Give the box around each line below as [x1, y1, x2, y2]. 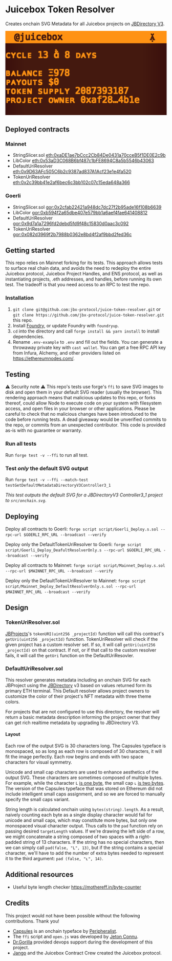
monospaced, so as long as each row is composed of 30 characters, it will [5, 748, 162, 754]
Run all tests [5, 440, 37, 448]
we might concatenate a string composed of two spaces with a [5, 834, 138, 840]
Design [5, 603, 29, 612]
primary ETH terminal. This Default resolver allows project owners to [5, 688, 149, 694]
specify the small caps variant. [5, 797, 70, 803]
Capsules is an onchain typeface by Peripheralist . [12, 928, 118, 934]
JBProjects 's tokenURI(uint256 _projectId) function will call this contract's [5, 631, 164, 637]
